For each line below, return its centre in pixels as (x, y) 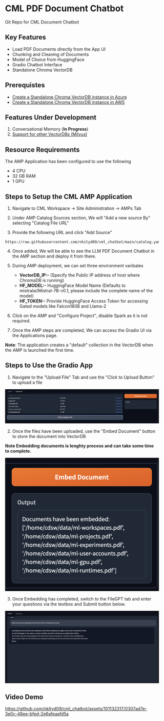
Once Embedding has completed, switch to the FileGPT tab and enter (82, 599)
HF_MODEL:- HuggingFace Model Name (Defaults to (72, 285)
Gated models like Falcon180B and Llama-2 (63, 306)
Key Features (26, 37)
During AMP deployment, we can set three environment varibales (78, 266)
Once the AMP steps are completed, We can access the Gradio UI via (82, 330)
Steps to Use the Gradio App (49, 366)
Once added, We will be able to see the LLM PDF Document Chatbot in (83, 251)
